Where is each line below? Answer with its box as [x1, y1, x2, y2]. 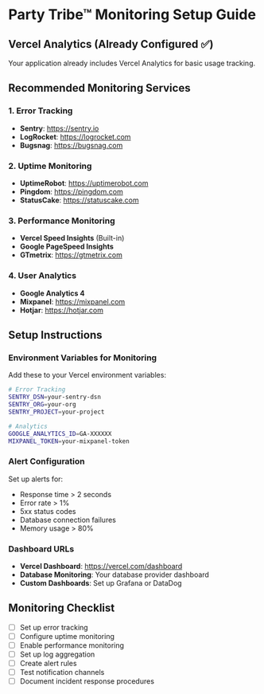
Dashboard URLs [8, 543, 75, 555]
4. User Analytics [8, 270, 77, 281]
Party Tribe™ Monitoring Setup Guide [8, 6, 257, 24]
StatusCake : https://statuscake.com [19, 195, 139, 205]
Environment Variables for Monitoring [8, 352, 157, 363]
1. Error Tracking [8, 105, 73, 116]
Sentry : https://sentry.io [19, 124, 99, 133]
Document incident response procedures [19, 676, 155, 686]
